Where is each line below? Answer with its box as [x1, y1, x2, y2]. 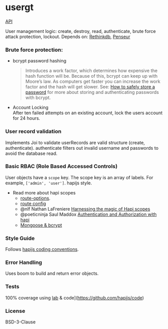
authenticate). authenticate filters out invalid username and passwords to [5, 145, 159, 151]
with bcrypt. [25, 94, 51, 101]
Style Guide [5, 235, 35, 242]
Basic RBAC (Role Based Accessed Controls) [5, 163, 118, 170]
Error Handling [5, 259, 42, 266]
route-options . [20, 195, 51, 201]
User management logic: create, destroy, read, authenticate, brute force [5, 28, 156, 34]
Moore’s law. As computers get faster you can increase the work [25, 78, 160, 85]
